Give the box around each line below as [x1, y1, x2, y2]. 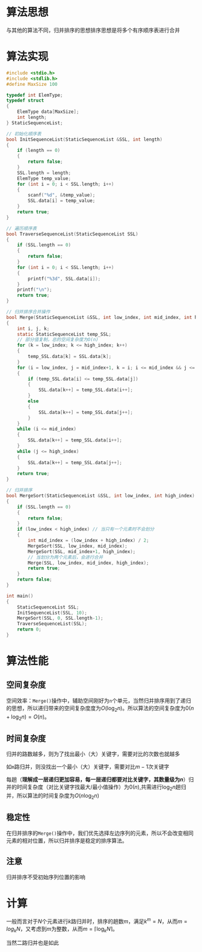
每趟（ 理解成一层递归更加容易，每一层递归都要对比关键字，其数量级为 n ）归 [6, 776, 194, 783]
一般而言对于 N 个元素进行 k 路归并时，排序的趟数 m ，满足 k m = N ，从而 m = [6, 917, 188, 925]
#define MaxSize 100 [6, 81, 58, 87]
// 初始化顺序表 [6, 130, 41, 137]
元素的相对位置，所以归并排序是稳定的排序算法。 [6, 837, 127, 844]
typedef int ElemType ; [6, 92, 63, 98]
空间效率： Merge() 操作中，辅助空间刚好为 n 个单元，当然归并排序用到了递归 [6, 697, 191, 704]
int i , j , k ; [17, 326, 50, 332]
